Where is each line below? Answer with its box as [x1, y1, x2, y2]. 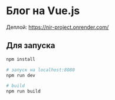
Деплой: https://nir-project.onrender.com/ [6, 24, 109, 31]
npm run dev [6, 72, 35, 78]
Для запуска [6, 41, 55, 51]
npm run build [6, 88, 41, 95]
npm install [6, 56, 35, 62]
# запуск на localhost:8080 [6, 66, 75, 73]
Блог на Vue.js [6, 4, 80, 18]
